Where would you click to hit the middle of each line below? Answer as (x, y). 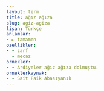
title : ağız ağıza (29, 17)
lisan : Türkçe (24, 28)
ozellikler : (21, 45)
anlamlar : (19, 34)
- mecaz (21, 56)
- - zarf (17, 51)
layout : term (23, 12)
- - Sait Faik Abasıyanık (39, 78)
